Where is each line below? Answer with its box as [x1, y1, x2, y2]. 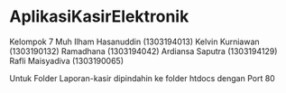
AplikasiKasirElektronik [9, 6, 189, 27]
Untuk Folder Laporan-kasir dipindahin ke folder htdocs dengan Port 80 [9, 72, 275, 83]
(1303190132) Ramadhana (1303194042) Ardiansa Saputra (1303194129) [9, 45, 278, 56]
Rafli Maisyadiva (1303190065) [9, 55, 125, 66]
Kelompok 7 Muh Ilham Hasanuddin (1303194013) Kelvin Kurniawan [9, 36, 260, 47]
